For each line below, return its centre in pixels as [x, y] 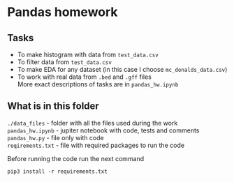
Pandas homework [63, 12]
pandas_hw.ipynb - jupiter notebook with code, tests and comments [103, 130]
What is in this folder [53, 106]
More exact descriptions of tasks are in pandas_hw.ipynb [98, 84]
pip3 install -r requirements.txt [58, 172]
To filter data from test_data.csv [64, 62]
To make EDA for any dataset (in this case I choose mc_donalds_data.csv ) [122, 69]
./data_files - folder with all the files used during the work [93, 123]
